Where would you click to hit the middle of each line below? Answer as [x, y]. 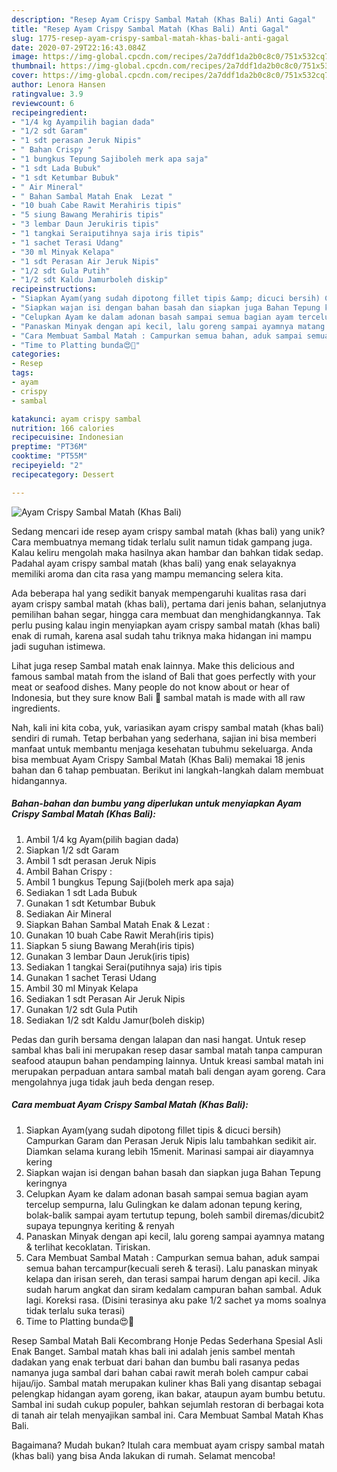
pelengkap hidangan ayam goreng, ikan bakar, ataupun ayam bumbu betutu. [168, 1393]
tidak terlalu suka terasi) [75, 1310]
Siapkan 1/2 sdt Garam [72, 850]
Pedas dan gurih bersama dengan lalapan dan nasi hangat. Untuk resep [158, 1039]
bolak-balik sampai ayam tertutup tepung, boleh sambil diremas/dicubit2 [175, 1215]
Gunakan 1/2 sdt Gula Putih [81, 1009]
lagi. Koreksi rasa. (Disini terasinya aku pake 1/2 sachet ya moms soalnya [176, 1300]
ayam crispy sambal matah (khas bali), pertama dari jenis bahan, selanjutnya [169, 603]
